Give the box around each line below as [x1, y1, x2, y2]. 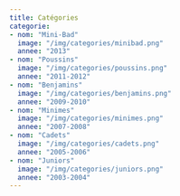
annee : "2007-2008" [17, 123, 91, 132]
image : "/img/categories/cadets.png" [17, 139, 160, 148]
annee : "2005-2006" [17, 147, 91, 156]
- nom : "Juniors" [9, 155, 75, 165]
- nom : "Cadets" [9, 131, 71, 140]
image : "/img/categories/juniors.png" [17, 164, 165, 173]
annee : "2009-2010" [17, 97, 91, 107]
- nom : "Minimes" [9, 106, 75, 115]
